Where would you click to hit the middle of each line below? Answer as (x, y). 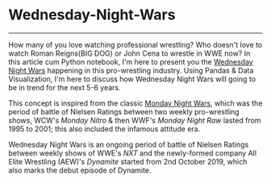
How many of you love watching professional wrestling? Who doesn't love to (135, 44)
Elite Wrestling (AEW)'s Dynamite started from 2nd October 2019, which (128, 161)
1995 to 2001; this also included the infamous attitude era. (104, 129)
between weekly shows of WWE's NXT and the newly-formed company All (132, 153)
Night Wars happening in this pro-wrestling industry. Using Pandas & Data (131, 70)
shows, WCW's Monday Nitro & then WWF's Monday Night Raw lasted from (135, 120)
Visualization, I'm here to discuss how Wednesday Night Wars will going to (132, 79)
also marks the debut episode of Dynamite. (80, 170)
